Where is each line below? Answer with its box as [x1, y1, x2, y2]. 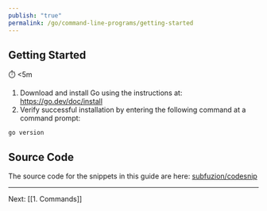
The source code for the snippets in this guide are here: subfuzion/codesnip [8, 171, 258, 181]
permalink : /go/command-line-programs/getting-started [8, 19, 194, 27]
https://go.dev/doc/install [19, 97, 103, 106]
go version [8, 129, 44, 137]
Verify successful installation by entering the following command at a [19, 105, 246, 115]
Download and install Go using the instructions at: [19, 88, 183, 98]
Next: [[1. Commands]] [8, 194, 83, 204]
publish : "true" [8, 11, 62, 20]
